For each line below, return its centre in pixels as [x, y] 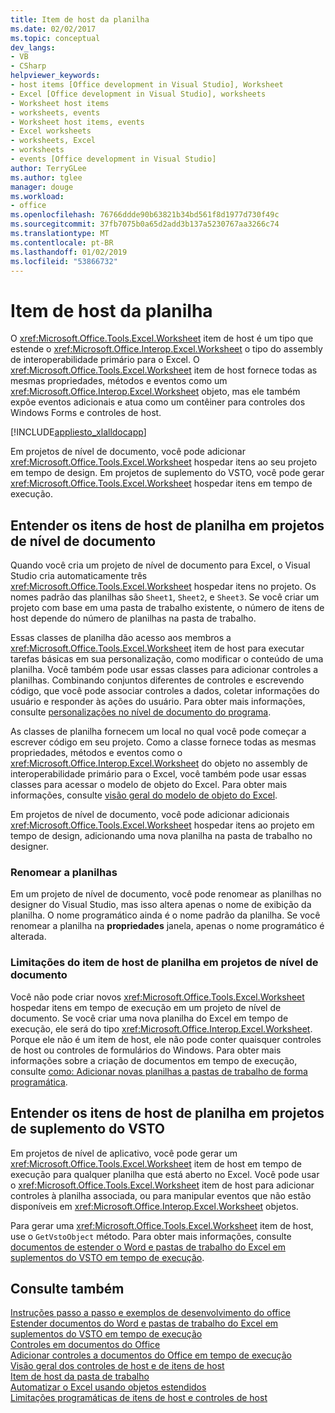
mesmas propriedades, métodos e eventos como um [119, 381]
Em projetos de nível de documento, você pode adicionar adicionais [150, 815]
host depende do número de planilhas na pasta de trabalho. [133, 618]
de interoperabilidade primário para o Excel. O [105, 360]
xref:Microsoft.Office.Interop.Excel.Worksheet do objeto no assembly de [159, 763]
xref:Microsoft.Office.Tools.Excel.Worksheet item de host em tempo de [156, 1163]
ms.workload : [37, 196]
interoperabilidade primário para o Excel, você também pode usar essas [158, 774]
